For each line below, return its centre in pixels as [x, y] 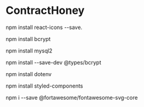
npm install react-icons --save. [44, 27]
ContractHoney [45, 11]
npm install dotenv [29, 74]
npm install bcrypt [28, 39]
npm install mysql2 [29, 50]
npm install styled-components [44, 86]
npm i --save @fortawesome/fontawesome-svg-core [72, 97]
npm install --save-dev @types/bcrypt [54, 62]
